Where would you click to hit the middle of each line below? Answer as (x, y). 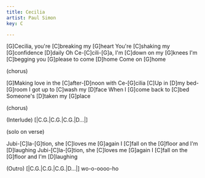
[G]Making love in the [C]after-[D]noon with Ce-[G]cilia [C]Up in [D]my (96, 83)
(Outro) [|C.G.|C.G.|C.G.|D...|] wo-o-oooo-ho (63, 169)
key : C (15, 23)
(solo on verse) (25, 132)
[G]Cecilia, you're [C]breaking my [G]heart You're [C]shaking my (88, 46)
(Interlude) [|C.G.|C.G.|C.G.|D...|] (47, 120)
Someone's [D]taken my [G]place (48, 96)
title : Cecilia (26, 12)
